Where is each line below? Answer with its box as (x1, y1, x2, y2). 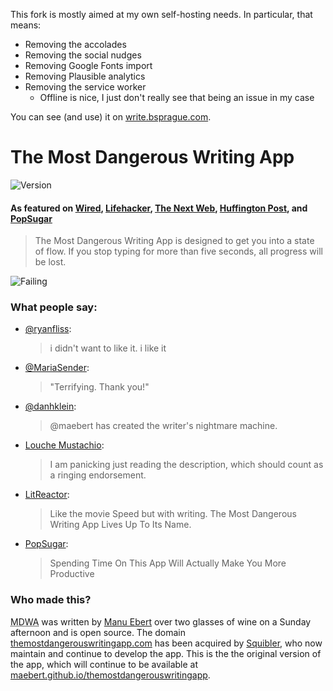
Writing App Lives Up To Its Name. (49, 519, 192, 531)
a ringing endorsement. (49, 469, 147, 481)
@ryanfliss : (24, 323, 72, 335)
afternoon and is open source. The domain (10, 626, 187, 638)
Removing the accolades (24, 39, 127, 50)
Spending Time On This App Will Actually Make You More (49, 557, 287, 569)
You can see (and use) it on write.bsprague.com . (10, 111, 212, 123)
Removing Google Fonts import (24, 60, 153, 71)
